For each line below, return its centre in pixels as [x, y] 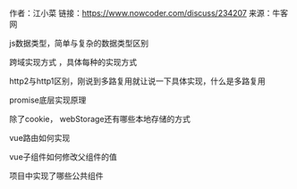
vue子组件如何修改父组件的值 [64, 157]
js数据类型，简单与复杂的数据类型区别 [79, 43]
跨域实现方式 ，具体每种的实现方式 [73, 62]
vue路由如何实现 [40, 138]
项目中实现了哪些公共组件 [56, 176]
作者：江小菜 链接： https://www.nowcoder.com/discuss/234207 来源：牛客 [149, 13]
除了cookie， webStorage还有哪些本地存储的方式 [100, 119]
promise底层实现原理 [48, 100]
